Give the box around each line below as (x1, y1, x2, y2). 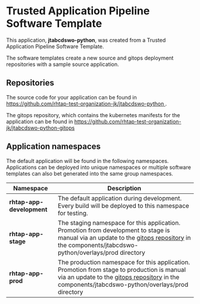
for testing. (57, 209, 88, 217)
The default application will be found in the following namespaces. (6, 157, 169, 164)
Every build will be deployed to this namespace (57, 201, 189, 209)
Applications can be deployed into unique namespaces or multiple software (6, 164, 192, 171)
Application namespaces (6, 142, 101, 152)
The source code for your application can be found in (6, 93, 137, 101)
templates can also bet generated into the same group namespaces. (6, 170, 174, 177)
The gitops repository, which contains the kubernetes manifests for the (6, 111, 180, 118)
